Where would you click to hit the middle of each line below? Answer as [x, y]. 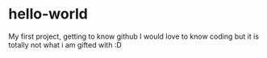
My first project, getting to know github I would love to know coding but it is [134, 36]
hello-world [48, 14]
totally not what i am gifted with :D [65, 44]
